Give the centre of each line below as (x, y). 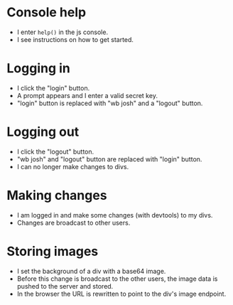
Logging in (38, 69)
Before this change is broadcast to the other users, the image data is (117, 279)
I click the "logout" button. (55, 151)
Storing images (53, 251)
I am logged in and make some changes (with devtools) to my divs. (115, 215)
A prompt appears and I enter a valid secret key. (87, 95)
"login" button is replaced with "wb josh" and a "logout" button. (110, 103)
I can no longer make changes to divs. (73, 166)
